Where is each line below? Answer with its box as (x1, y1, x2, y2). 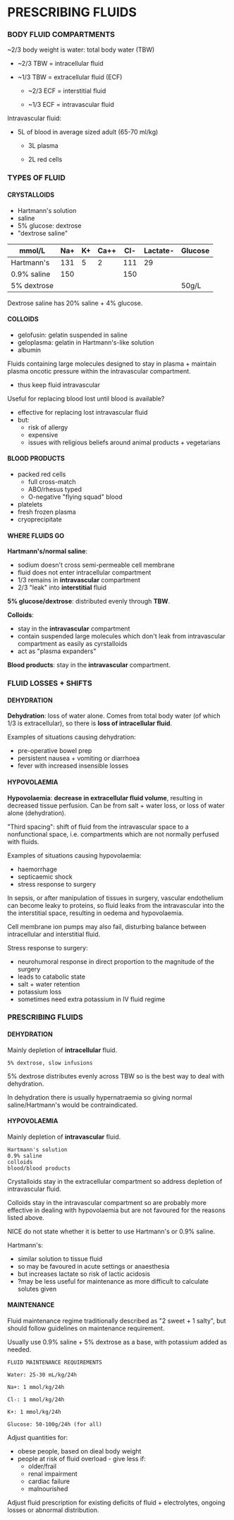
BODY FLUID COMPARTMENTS (7, 30, 115, 40)
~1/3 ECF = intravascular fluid (27, 100, 114, 109)
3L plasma (27, 142, 58, 150)
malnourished (27, 1485, 68, 1493)
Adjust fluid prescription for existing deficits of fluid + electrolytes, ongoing (7, 1498, 226, 1507)
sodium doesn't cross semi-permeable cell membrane (17, 560, 175, 570)
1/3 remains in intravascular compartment (17, 576, 141, 585)
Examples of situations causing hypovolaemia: (7, 851, 142, 860)
